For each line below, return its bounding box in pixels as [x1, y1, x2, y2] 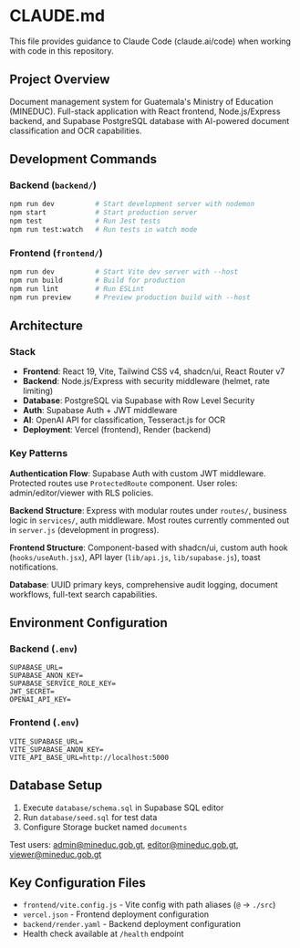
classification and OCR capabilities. [9, 125, 142, 136]
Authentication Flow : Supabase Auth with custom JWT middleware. [9, 467, 266, 479]
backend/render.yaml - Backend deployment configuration [22, 919, 242, 930]
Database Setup [9, 777, 103, 794]
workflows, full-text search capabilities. [9, 589, 158, 599]
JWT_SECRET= [9, 687, 55, 696]
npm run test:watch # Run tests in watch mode [9, 225, 198, 234]
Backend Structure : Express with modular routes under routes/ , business [9, 505, 287, 516]
